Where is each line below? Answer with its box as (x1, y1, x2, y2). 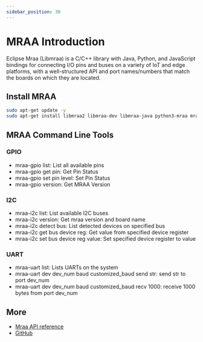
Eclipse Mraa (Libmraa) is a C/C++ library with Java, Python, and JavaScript (6, 55, 196, 62)
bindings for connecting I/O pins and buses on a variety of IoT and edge (6, 61, 185, 68)
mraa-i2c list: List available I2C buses (14, 209, 109, 217)
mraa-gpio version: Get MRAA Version (14, 180, 111, 188)
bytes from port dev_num (14, 290, 78, 297)
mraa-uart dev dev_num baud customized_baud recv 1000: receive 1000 (14, 283, 196, 290)
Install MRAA (6, 91, 57, 101)
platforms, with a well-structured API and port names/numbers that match (6, 68, 190, 75)
